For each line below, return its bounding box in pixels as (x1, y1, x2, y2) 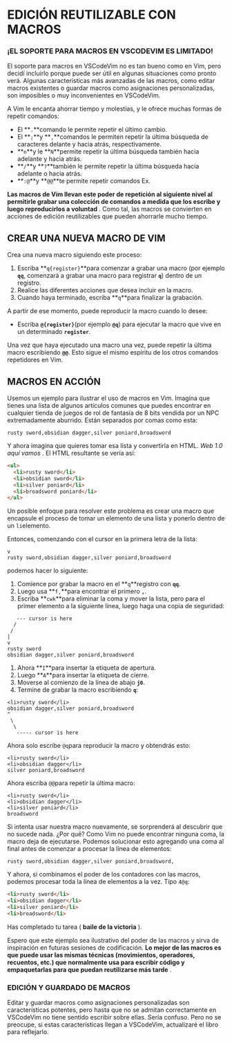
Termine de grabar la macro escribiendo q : (17, 686, 139, 694)
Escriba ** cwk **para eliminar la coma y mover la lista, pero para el (17, 594, 205, 603)
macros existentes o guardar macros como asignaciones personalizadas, (7, 84, 215, 93)
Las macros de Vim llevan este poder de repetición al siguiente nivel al (7, 190, 213, 198)
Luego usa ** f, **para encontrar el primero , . (17, 588, 147, 596)
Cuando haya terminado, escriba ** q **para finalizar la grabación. (17, 294, 204, 302)
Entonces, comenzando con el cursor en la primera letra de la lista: (7, 535, 198, 543)
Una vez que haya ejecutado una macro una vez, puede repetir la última (7, 341, 212, 349)
